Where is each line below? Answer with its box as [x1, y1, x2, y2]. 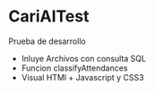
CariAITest [8, 6, 90, 27]
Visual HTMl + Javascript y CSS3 [21, 71, 144, 82]
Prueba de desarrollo [8, 36, 86, 46]
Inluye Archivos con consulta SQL [21, 53, 147, 63]
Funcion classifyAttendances [21, 63, 128, 73]
